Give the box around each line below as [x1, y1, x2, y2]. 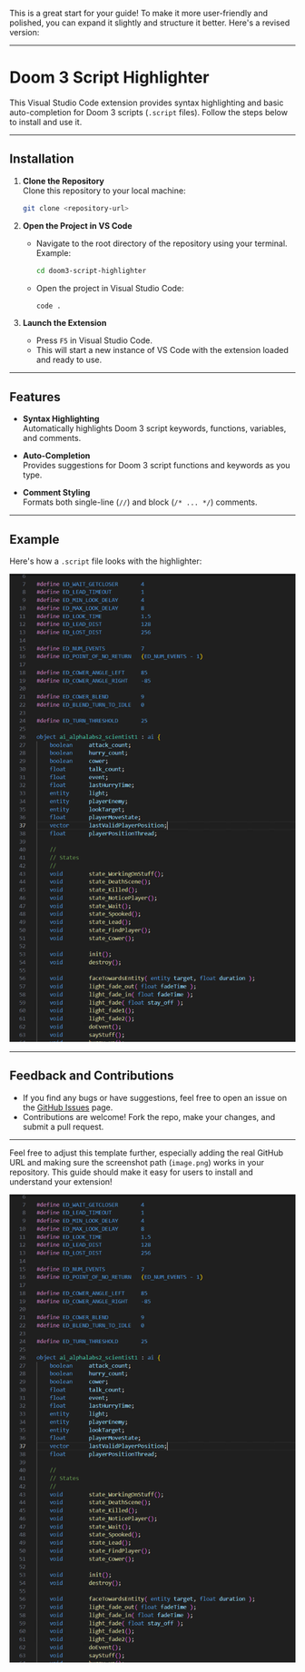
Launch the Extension [22, 318, 107, 329]
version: [9, 27, 40, 37]
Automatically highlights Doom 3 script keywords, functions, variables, [22, 423, 287, 434]
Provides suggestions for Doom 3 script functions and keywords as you [22, 460, 290, 471]
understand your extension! [9, 1175, 113, 1187]
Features [9, 389, 61, 405]
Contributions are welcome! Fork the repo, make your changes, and [22, 1111, 276, 1122]
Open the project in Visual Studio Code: [35, 282, 184, 293]
